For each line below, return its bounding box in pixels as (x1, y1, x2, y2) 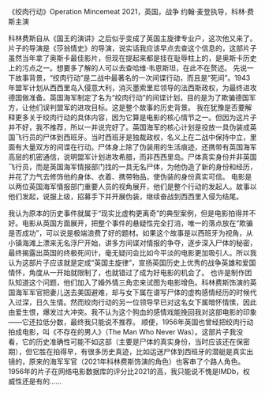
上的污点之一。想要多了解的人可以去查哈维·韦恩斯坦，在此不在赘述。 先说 (8, 63, 247, 73)
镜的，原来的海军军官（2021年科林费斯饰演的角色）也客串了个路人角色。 (8, 357, 245, 366)
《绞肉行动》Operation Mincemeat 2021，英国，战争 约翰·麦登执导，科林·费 (8, 7, 255, 16)
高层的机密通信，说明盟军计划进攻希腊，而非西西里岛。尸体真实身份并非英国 (8, 153, 257, 161)
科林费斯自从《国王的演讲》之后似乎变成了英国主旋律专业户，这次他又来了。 (8, 34, 257, 43)
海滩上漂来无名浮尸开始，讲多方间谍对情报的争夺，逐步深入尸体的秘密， (21, 238, 257, 248)
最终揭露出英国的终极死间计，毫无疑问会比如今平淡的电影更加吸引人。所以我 (8, 248, 257, 257)
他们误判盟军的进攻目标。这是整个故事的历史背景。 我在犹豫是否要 (28, 103, 245, 112)
